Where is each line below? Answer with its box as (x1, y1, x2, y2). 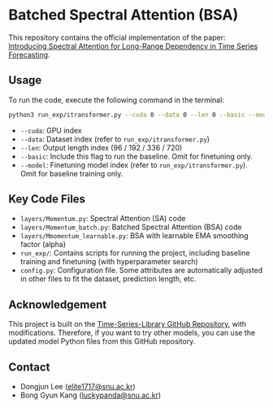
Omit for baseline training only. (19, 168, 123, 178)
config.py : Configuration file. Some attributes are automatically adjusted (19, 266, 263, 276)
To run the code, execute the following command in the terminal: (8, 95, 225, 105)
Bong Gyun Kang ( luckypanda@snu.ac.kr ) (19, 390, 162, 400)
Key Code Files (8, 193, 86, 206)
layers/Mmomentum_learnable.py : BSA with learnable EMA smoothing (19, 231, 249, 241)
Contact (8, 360, 50, 374)
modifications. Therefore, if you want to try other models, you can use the (8, 328, 256, 338)
